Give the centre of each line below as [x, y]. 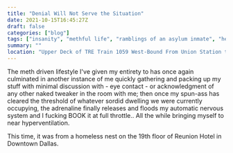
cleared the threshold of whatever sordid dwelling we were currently [105, 101]
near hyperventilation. [38, 123]
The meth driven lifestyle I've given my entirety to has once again [101, 71]
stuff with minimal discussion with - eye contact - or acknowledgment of [111, 86]
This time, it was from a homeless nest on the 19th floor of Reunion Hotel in [114, 136]
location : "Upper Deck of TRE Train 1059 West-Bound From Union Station [114, 52]
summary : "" [24, 45]
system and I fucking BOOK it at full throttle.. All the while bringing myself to [115, 115]
